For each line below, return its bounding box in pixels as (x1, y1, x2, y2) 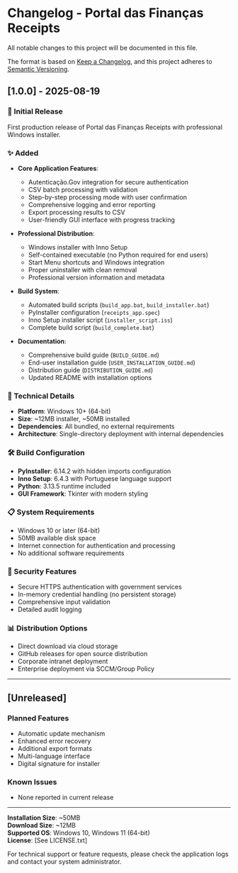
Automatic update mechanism (17, 729, 106, 738)
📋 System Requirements (7, 507, 95, 517)
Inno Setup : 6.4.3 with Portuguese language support (17, 474, 172, 483)
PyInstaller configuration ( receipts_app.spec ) (28, 308, 161, 316)
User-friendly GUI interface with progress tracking (28, 215, 176, 224)
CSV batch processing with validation (28, 185, 138, 194)
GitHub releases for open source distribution (17, 650, 148, 658)
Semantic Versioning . (7, 65, 69, 73)
